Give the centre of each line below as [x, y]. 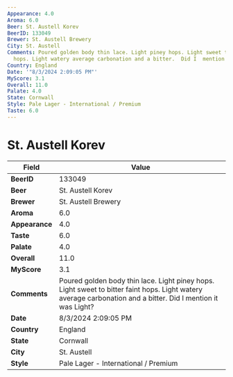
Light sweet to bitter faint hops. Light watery [131, 289]
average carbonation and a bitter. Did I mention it [138, 298]
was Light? [77, 307]
